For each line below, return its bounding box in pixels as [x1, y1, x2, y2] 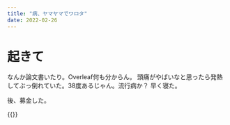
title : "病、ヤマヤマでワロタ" [7, 10, 88, 17]
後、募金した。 [7, 97, 50, 105]
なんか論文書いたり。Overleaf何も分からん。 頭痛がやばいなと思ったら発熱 [7, 73, 223, 81]
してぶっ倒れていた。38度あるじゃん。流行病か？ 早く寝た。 [7, 81, 181, 90]
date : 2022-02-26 [7, 17, 58, 24]
